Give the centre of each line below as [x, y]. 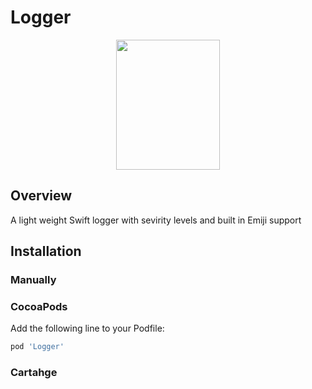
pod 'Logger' [37, 347]
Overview [41, 196]
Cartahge [34, 373]
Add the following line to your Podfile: [87, 328]
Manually [33, 280]
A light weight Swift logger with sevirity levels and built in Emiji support [156, 220]
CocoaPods [39, 306]
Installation [46, 251]
